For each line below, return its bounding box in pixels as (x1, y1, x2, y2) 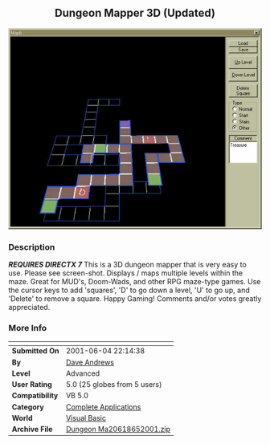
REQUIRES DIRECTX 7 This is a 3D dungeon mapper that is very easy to (8, 260, 247, 270)
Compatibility (11, 391, 59, 401)
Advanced (65, 369, 100, 378)
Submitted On (11, 346, 59, 356)
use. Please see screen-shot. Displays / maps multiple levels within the (8, 268, 243, 278)
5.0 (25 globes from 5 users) (65, 380, 162, 389)
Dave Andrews (65, 357, 115, 367)
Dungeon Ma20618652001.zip (65, 425, 171, 434)
